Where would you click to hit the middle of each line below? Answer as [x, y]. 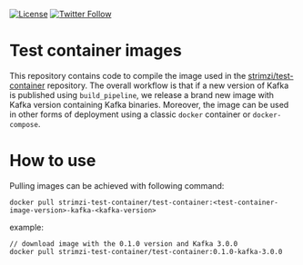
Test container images [96, 51]
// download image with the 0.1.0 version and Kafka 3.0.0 [124, 244]
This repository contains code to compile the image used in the [128, 75]
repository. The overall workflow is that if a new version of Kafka [168, 85]
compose [24, 124]
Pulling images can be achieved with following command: [117, 185]
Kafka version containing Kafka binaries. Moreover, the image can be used [149, 104]
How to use [53, 161]
